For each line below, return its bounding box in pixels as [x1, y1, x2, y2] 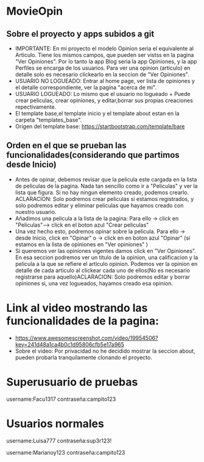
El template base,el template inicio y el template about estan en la [15, 110, 180, 117]
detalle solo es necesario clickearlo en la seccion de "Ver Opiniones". [15, 71, 189, 78]
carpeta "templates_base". [15, 116, 82, 123]
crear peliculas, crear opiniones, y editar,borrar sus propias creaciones [15, 97, 193, 104]
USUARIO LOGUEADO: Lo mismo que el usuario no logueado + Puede [15, 90, 191, 97]
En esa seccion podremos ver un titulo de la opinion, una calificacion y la [15, 254, 199, 261]
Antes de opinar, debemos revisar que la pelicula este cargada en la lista [15, 175, 197, 183]
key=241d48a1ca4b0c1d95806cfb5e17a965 [15, 340, 125, 348]
